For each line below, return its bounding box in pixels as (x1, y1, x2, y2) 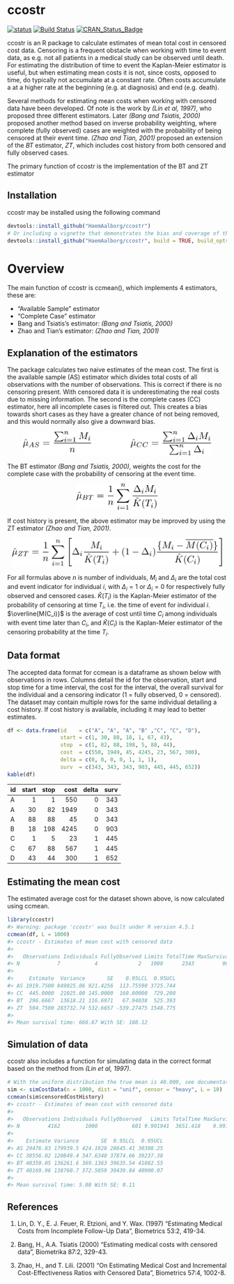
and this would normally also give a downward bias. (7, 418, 155, 426)
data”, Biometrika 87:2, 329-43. (17, 1248, 108, 1256)
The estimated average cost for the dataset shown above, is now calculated (7, 894, 225, 903)
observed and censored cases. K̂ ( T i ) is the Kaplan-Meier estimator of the (7, 591, 217, 602)
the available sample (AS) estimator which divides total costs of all (7, 373, 198, 381)
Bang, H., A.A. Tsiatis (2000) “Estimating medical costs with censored (17, 1240, 218, 1249)
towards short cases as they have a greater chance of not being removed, (7, 410, 219, 418)
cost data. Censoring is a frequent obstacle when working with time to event (7, 46, 226, 54)
